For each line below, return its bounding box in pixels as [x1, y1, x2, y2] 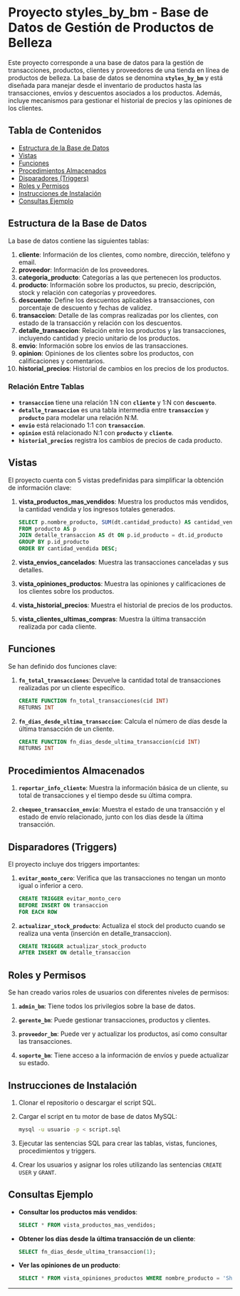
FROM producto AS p [18, 525, 77, 532]
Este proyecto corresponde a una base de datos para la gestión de [8, 58, 204, 66]
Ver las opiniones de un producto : [18, 1261, 120, 1270]
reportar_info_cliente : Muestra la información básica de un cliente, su [18, 784, 229, 792]
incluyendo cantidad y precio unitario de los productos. [18, 334, 181, 342]
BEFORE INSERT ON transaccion [18, 902, 109, 909]
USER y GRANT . [18, 1167, 57, 1176]
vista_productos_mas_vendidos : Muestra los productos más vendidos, [18, 497, 229, 506]
